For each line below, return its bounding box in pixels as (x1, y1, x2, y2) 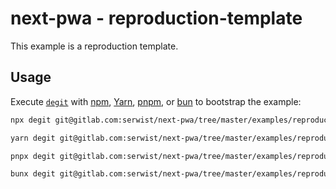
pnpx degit (10, 151, 56, 161)
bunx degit (10, 169, 56, 179)
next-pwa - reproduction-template (10, 7, 303, 30)
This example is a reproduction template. (10, 40, 179, 52)
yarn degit (10, 133, 56, 143)
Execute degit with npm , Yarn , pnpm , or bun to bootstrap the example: (10, 95, 302, 107)
